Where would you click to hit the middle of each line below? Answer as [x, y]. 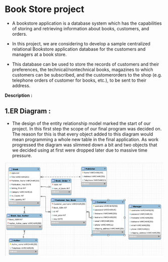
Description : [19, 95]
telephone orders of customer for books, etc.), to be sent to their [79, 80]
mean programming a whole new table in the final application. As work [85, 139]
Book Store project [44, 9]
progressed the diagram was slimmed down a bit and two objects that [85, 145]
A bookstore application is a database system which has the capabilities [87, 23]
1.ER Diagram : [28, 111]
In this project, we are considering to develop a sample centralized [81, 43]
